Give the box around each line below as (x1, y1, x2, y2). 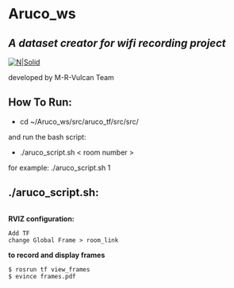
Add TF (8, 229, 30, 237)
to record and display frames (8, 250, 105, 259)
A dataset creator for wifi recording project (8, 36, 226, 50)
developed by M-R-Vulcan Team (8, 73, 115, 82)
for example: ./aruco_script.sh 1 (8, 163, 111, 172)
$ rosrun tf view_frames (8, 265, 90, 274)
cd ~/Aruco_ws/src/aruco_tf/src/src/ (19, 117, 139, 126)
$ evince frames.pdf (8, 272, 77, 280)
